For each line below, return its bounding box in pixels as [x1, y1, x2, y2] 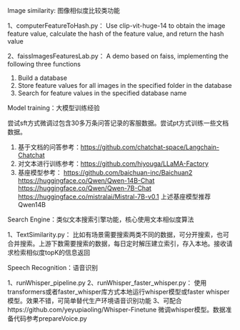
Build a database [17, 74, 68, 82]
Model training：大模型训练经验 [7, 104, 100, 112]
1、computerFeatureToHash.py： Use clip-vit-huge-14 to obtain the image [7, 21, 226, 30]
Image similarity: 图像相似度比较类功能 [7, 6, 120, 14]
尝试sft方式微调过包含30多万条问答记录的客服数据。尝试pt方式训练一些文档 [7, 119, 229, 127]
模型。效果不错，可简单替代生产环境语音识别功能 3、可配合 [7, 296, 182, 305]
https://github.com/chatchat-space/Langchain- [80, 143, 220, 151]
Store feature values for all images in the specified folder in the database [17, 81, 232, 89]
